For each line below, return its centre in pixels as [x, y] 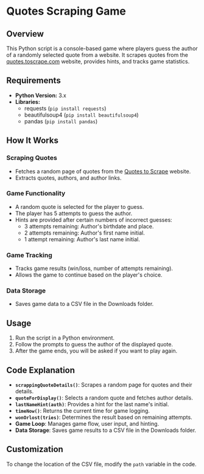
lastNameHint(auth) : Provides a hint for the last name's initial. [92, 404]
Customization [35, 449]
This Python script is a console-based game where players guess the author [102, 48]
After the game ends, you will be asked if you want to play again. [96, 351]
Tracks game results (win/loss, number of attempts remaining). [94, 268]
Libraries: [28, 101]
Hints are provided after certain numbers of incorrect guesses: [93, 220]
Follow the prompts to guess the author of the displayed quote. [94, 345]
